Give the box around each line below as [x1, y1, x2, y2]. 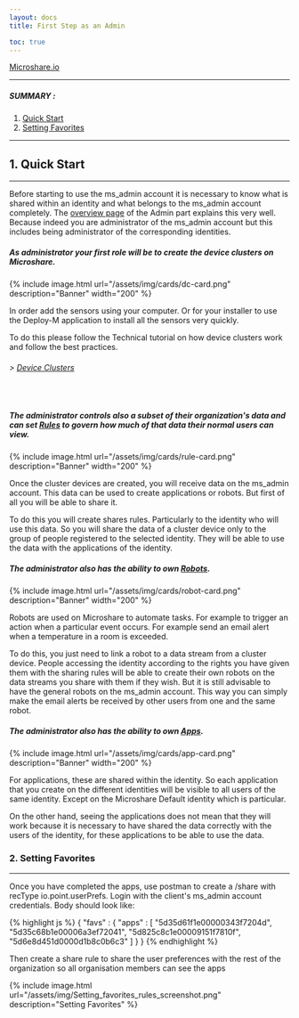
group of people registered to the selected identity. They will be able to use [9, 533, 285, 544]
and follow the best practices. [9, 342, 118, 353]
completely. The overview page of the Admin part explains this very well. [9, 208, 276, 218]
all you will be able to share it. [9, 497, 118, 508]
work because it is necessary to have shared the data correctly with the [9, 820, 272, 831]
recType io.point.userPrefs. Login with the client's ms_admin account [9, 890, 263, 900]
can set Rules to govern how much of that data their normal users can [9, 419, 274, 430]
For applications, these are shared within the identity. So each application [9, 775, 279, 786]
